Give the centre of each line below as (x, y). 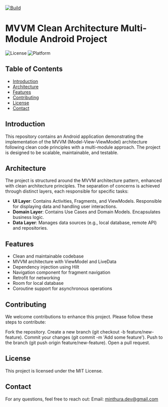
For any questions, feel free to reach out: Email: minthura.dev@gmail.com (82, 399)
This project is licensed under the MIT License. (54, 371)
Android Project (74, 39)
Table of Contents (34, 69)
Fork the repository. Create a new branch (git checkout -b (65, 332)
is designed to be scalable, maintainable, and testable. (62, 153)
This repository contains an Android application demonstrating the (74, 136)
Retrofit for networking (36, 278)
